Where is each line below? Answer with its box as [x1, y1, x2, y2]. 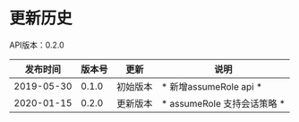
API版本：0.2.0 [9, 39, 64, 50]
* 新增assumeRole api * [160, 80, 262, 92]
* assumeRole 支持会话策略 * [160, 97, 286, 109]
